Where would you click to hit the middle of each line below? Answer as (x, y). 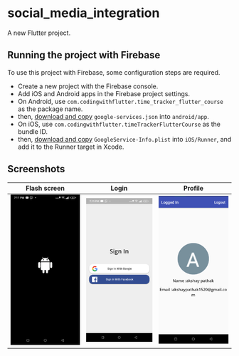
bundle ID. (33, 131)
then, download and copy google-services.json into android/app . (113, 116)
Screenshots (36, 169)
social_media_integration (84, 13)
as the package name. (50, 109)
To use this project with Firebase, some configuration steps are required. (114, 72)
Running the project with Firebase (84, 55)
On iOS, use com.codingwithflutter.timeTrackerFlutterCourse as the (119, 124)
